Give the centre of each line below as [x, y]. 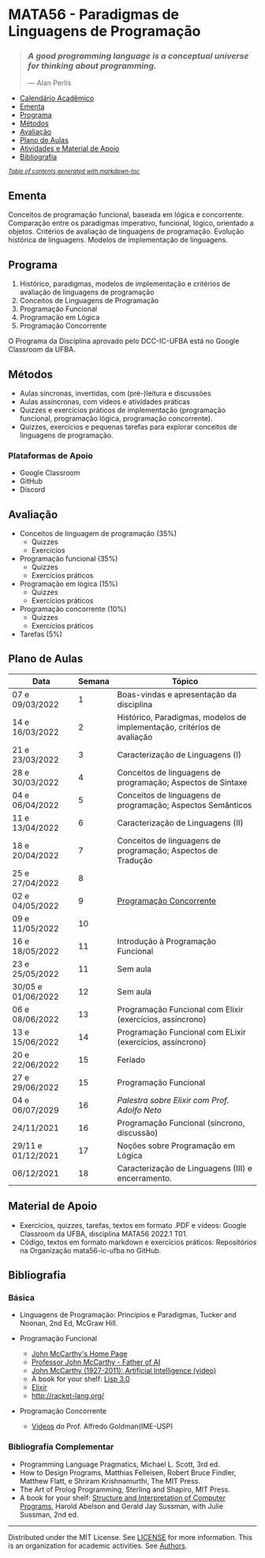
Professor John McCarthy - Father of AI [96, 1362]
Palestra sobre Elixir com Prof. [174, 1100]
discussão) [138, 1132]
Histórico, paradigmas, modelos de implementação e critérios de [125, 284]
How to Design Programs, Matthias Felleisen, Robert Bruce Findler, [128, 1472]
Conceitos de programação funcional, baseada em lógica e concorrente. [126, 215]
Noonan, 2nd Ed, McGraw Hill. [69, 1323]
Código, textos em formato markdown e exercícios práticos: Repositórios [138, 1242]
